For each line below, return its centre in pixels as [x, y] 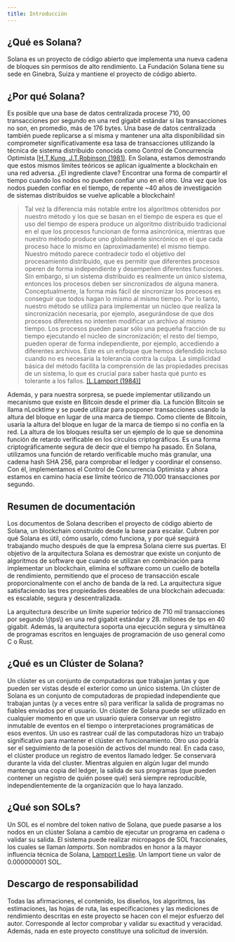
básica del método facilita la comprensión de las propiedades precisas [126, 366]
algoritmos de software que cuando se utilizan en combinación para [106, 561]
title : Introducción [38, 14]
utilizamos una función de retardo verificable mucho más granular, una [109, 454]
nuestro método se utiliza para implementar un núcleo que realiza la [122, 306]
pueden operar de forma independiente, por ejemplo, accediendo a [122, 344]
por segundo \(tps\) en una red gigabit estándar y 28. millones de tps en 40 [116, 619]
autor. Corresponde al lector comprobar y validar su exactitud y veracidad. [115, 923]
